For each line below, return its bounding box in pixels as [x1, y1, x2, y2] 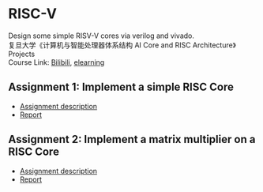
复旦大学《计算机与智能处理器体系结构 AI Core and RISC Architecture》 [8, 40, 237, 50]
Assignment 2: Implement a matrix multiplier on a [8, 133, 256, 146]
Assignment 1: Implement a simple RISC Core [8, 81, 235, 94]
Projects [8, 49, 36, 58]
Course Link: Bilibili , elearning [8, 57, 105, 67]
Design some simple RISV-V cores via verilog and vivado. [8, 31, 195, 40]
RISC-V [8, 5, 58, 23]
